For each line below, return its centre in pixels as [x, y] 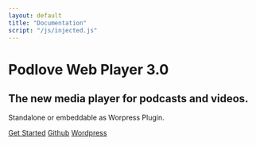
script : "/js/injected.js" [53, 30]
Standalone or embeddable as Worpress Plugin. [86, 118]
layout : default [35, 15]
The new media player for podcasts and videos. [128, 99]
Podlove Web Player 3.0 [89, 69]
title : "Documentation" [48, 23]
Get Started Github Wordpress [58, 133]
